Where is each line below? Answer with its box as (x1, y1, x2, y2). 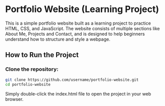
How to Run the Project (5, 51, 79, 59)
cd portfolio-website (5, 82, 51, 87)
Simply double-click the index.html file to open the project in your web (5, 91, 151, 97)
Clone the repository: (5, 66, 59, 73)
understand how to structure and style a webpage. (5, 36, 111, 42)
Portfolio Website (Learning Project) (5, 4, 159, 15)
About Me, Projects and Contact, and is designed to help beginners (5, 31, 145, 37)
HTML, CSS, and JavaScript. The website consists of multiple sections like (5, 25, 160, 31)
